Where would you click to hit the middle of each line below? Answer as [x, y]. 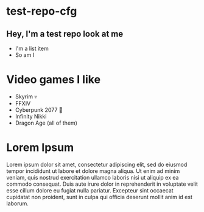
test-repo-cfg [42, 11]
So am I [25, 55]
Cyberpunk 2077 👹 [39, 110]
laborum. [18, 203]
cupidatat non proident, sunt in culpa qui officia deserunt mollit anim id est [100, 197]
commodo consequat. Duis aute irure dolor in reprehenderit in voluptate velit [102, 184]
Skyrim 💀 [26, 97]
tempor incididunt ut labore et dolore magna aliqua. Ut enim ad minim [93, 171]
